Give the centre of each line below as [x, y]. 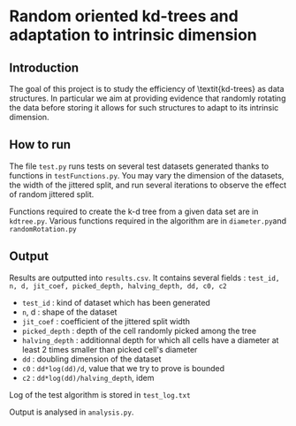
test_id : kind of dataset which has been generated [116, 302]
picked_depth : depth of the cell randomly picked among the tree [139, 331]
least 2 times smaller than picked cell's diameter [110, 349]
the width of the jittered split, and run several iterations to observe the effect [148, 185]
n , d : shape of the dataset [69, 312]
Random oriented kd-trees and [124, 16]
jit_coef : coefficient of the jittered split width [106, 321]
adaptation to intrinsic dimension [133, 35]
